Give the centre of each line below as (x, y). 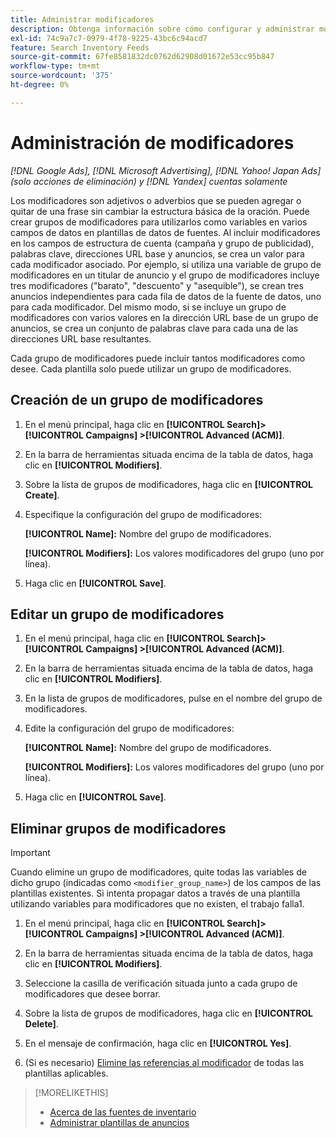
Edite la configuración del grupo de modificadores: (129, 728)
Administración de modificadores (152, 142)
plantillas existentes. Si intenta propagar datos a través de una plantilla (155, 893)
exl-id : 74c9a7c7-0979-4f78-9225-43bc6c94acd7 (109, 38)
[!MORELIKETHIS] (71, 1093)
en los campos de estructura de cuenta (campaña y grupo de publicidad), (162, 243)
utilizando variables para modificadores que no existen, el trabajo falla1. (157, 904)
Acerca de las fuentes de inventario (123, 1112)
